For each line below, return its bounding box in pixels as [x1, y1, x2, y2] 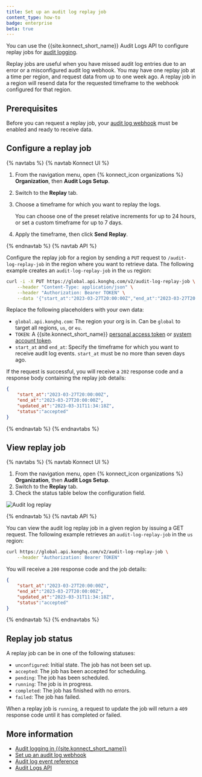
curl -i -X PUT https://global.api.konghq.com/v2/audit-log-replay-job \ [6, 278, 196, 284]
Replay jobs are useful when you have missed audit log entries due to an [6, 60, 186, 68]
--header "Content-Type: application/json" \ [17, 284, 134, 290]
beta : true [6, 25, 34, 32]
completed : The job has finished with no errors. [14, 687, 131, 694]
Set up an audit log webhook [14, 752, 86, 759]
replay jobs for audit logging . [6, 49, 78, 56]
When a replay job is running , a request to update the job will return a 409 [6, 705, 188, 712]
